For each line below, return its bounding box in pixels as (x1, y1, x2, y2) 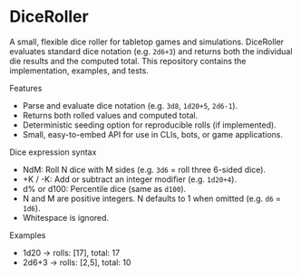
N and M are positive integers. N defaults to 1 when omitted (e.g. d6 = (22, 193, 281, 204)
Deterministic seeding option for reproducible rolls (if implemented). (22, 119, 277, 130)
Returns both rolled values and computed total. (22, 110, 199, 120)
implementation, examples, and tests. (9, 65, 150, 76)
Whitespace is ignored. (22, 212, 110, 223)
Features (9, 82, 43, 93)
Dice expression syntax (9, 147, 97, 158)
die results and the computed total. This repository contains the (9, 55, 247, 66)
